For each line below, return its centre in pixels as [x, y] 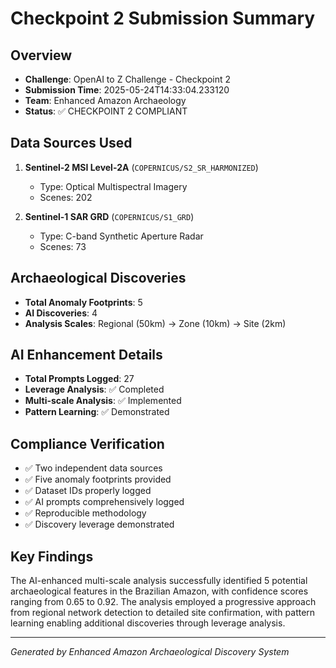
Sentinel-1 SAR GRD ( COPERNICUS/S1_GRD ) [109, 216]
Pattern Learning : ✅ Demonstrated [97, 412]
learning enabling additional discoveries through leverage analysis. [148, 623]
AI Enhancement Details [86, 355]
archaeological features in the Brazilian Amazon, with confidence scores [159, 591]
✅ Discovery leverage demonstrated [99, 524]
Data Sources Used [71, 143]
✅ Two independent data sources [93, 468]
